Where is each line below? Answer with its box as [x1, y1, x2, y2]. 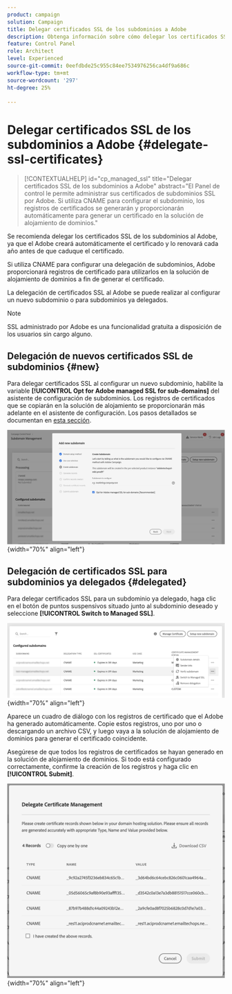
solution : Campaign [7, 18, 64, 26]
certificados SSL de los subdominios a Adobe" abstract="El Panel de [23, 182, 220, 190]
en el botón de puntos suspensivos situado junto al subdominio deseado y [7, 602, 219, 610]
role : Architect [7, 48, 54, 55]
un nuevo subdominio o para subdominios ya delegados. [7, 296, 168, 304]
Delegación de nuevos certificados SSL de [7, 350, 193, 362]
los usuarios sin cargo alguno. [7, 330, 93, 339]
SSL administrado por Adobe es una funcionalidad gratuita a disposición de [7, 323, 222, 331]
